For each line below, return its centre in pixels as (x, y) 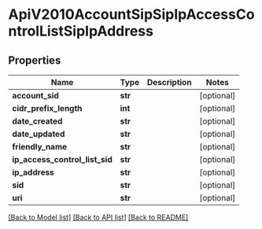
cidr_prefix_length (47, 108)
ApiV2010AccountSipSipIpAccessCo (131, 15)
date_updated (39, 134)
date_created (37, 121)
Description (169, 82)
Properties (35, 60)
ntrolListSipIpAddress (81, 31)
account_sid (35, 96)
